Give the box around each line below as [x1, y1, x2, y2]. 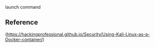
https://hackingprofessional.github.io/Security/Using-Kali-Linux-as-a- [6, 31, 151, 37]
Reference [5, 18, 38, 26]
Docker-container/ [5, 36, 43, 42]
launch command [5, 4, 41, 10]
